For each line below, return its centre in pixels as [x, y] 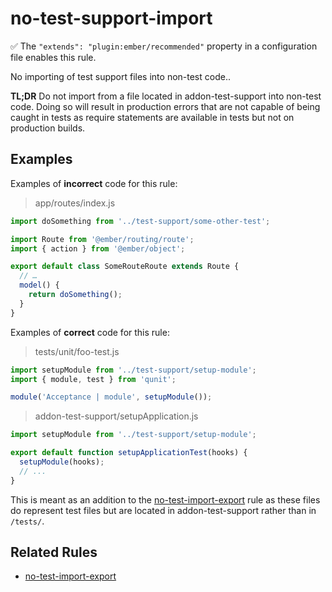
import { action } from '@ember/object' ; [98, 248]
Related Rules [54, 552]
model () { [39, 285]
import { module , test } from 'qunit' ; [93, 379]
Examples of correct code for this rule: [90, 332]
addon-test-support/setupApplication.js [116, 416]
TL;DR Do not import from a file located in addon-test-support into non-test [166, 96]
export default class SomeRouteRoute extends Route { [125, 267]
